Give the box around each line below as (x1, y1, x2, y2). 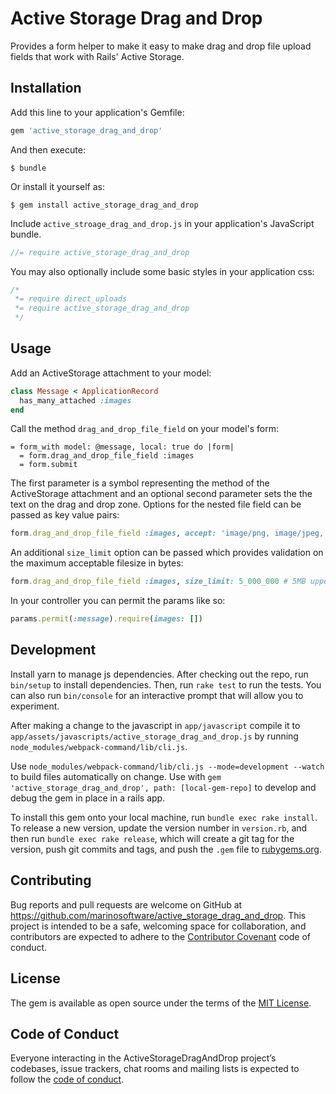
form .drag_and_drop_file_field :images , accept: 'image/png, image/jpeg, (10, 528, 325, 539)
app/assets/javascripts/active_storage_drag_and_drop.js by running (10, 730, 299, 742)
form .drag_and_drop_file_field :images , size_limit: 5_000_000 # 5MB (10, 577, 307, 587)
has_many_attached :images (19, 395, 132, 406)
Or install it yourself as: (10, 180, 105, 192)
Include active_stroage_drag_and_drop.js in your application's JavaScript (10, 217, 315, 229)
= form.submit (19, 460, 78, 470)
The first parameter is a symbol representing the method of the (10, 477, 270, 489)
